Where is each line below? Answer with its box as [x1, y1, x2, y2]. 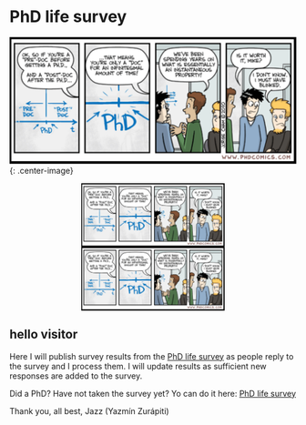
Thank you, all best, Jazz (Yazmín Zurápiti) [9, 405, 170, 416]
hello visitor [9, 327, 78, 342]
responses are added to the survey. [9, 370, 143, 381]
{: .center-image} [9, 166, 75, 177]
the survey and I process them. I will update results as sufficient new [9, 360, 267, 371]
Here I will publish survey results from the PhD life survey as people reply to [9, 350, 294, 361]
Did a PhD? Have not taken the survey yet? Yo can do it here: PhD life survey [9, 388, 297, 399]
